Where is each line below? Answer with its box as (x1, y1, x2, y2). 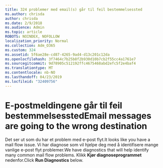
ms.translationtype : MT (5, 66, 54, 71)
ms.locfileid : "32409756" (5, 79, 57, 84)
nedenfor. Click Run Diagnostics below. (5, 157, 84, 163)
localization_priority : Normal (5, 39, 69, 44)
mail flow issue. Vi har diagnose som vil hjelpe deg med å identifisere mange (5, 141, 159, 148)
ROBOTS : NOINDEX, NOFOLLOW (5, 34, 60, 39)
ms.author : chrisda (5, 12, 45, 16)
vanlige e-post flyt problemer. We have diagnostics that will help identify (5, 147, 149, 153)
